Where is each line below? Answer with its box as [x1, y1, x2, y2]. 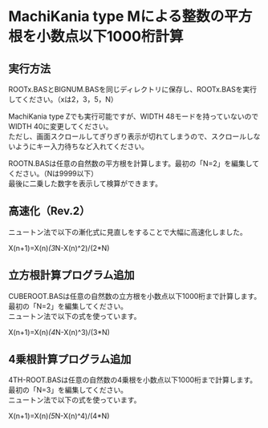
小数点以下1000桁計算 [36, 27, 184, 46]
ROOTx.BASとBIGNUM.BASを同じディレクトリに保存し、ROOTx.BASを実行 [8, 85, 258, 94]
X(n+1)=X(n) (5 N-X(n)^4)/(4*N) [8, 411, 110, 421]
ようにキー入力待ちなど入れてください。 [14, 142, 148, 151]
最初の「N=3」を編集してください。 [8, 386, 128, 395]
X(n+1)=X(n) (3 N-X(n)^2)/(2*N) [8, 243, 110, 252]
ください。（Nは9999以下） [8, 169, 99, 178]
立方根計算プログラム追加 [8, 269, 135, 282]
